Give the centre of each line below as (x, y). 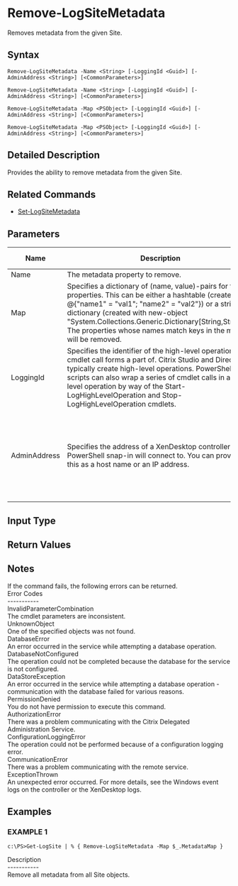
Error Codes (25, 593)
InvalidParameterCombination (51, 609)
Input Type (32, 520)
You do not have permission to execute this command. (87, 707)
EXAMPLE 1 (28, 832)
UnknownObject (31, 624)
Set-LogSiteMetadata (49, 211)
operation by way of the (124, 387)
